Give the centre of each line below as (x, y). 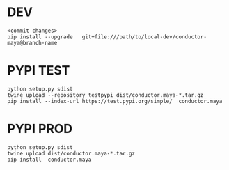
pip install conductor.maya (49, 160)
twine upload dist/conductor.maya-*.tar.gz (71, 153)
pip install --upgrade (40, 37)
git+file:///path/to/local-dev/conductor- (144, 37)
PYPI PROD (40, 129)
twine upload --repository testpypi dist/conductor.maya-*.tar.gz (105, 95)
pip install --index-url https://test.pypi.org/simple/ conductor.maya (115, 101)
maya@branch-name (32, 42)
